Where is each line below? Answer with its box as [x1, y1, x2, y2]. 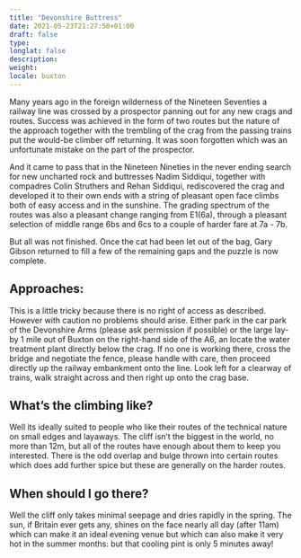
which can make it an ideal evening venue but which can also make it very [9, 529, 284, 540]
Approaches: [9, 281, 84, 297]
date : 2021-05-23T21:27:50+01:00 [9, 22, 135, 31]
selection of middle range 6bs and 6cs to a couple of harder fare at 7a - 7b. [9, 218, 288, 229]
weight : [9, 64, 39, 73]
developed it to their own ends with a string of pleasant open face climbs [9, 190, 279, 200]
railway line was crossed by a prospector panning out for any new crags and [9, 105, 293, 117]
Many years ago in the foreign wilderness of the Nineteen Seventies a [9, 96, 268, 107]
